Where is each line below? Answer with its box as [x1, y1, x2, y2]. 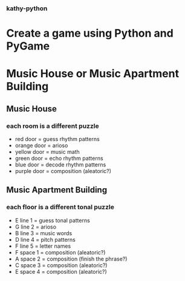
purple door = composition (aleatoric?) [15, 167, 112, 174]
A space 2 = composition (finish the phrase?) [15, 255, 128, 262]
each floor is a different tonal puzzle [6, 203, 115, 212]
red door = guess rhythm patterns [15, 135, 100, 142]
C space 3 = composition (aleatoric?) [15, 261, 108, 269]
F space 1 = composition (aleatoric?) [15, 248, 106, 256]
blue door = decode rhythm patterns [15, 161, 106, 168]
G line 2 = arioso [15, 223, 56, 230]
